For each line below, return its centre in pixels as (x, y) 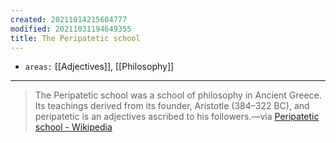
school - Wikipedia (73, 127)
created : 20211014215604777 (69, 19)
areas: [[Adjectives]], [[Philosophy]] (99, 67)
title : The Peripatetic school (75, 38)
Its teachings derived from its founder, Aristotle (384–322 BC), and (172, 106)
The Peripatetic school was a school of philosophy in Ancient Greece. (178, 95)
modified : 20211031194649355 (71, 29)
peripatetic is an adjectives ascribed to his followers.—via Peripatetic (177, 117)
